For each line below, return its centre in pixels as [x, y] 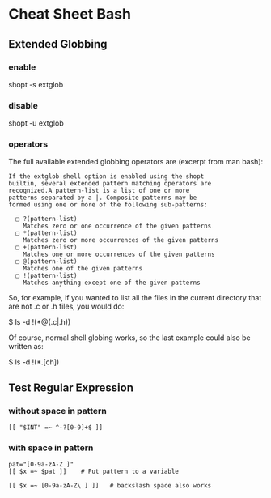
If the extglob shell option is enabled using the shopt [106, 177]
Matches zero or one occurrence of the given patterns [117, 226]
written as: [26, 347]
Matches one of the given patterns [83, 269]
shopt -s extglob [36, 84]
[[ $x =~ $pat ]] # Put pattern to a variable [94, 472]
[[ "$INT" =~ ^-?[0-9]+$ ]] [56, 428]
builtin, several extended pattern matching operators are [110, 184]
